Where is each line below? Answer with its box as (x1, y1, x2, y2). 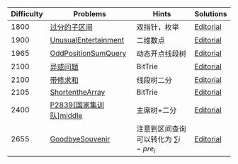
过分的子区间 (50, 23, 93, 32)
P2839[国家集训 (50, 100, 105, 110)
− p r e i (136, 144, 156, 155)
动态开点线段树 (136, 49, 186, 59)
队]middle (50, 111, 83, 120)
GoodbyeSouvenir (50, 134, 110, 143)
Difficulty (11, 9, 44, 18)
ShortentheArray (50, 88, 106, 97)
